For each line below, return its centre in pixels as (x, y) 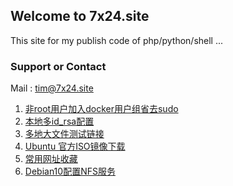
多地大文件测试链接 (64, 134)
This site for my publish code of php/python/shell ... (117, 40)
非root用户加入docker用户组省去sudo (101, 109)
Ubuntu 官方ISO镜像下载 (75, 146)
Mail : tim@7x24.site (52, 88)
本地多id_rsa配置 (59, 121)
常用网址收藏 (51, 159)
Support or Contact (58, 66)
